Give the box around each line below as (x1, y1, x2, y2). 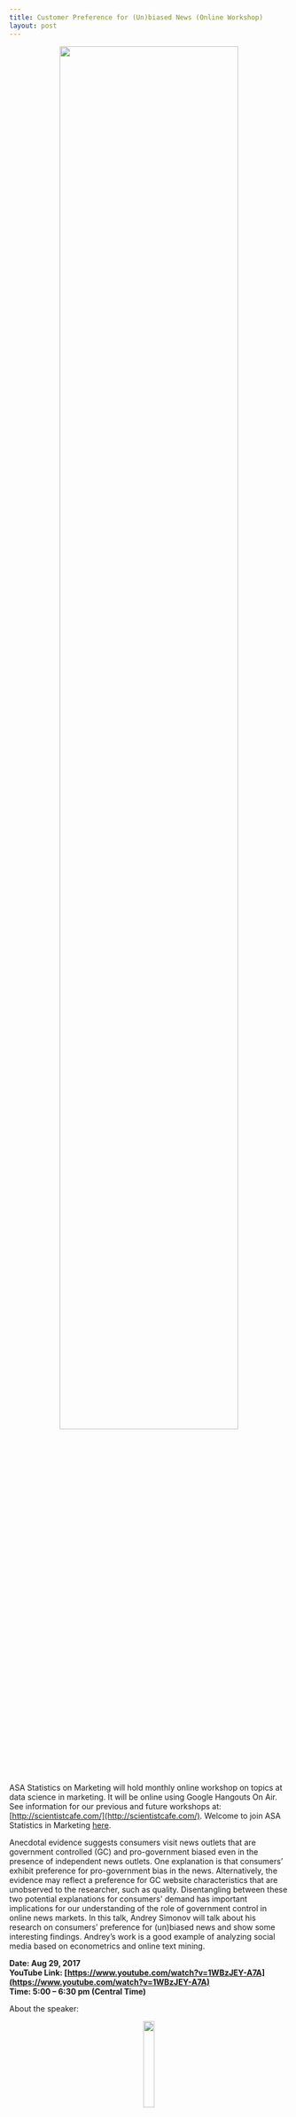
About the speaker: (9, 2003, 80, 2013)
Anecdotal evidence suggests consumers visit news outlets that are (9, 1837, 257, 1847)
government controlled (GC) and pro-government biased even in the (9, 1846, 259, 1857)
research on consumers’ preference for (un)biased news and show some (9, 1921, 276, 1933)
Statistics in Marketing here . (9, 1819, 112, 1831)
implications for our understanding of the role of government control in (9, 1902, 268, 1913)
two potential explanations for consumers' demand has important (9, 1894, 248, 1904)
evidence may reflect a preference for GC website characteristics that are (9, 1874, 278, 1885)
